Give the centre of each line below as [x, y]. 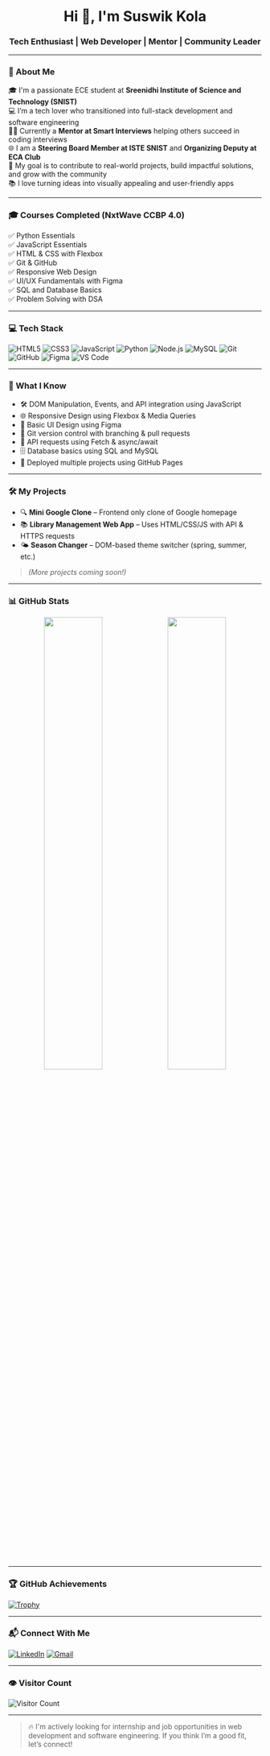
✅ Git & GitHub [33, 263]
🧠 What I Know [37, 386]
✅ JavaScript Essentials [48, 245]
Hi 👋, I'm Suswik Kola [135, 17]
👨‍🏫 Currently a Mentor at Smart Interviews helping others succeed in [124, 130]
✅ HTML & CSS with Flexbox [55, 254]
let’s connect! [50, 1744]
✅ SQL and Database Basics [55, 290]
